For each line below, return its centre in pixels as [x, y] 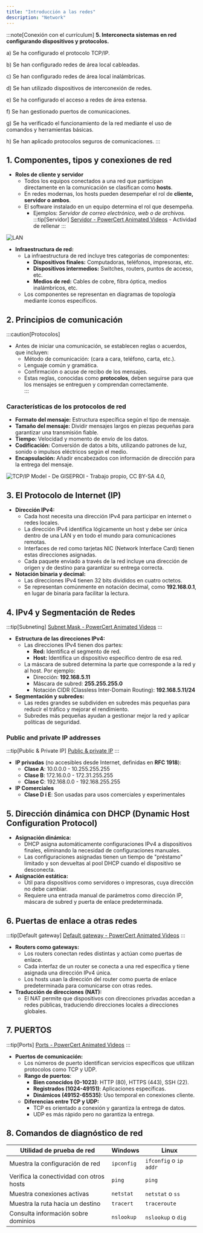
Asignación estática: [41, 876]
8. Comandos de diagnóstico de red [75, 1133]
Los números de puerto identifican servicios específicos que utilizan [109, 1063]
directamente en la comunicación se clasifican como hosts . [98, 187]
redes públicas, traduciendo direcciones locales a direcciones [101, 1005]
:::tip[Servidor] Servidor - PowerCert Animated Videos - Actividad [115, 220]
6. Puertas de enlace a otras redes [72, 921]
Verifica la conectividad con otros [57, 1176]
